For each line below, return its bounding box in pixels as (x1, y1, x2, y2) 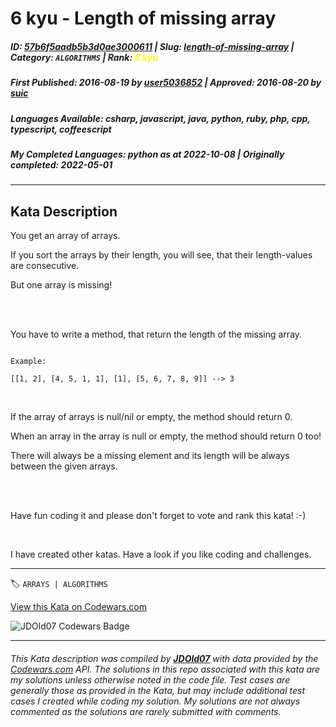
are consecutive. (10, 260, 80, 272)
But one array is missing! (10, 279, 113, 291)
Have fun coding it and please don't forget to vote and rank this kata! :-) (10, 510, 307, 522)
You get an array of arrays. (10, 230, 121, 242)
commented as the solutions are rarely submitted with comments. (10, 705, 282, 717)
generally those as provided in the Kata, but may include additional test (10, 684, 305, 696)
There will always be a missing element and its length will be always (10, 450, 290, 462)
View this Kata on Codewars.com (10, 601, 148, 613)
